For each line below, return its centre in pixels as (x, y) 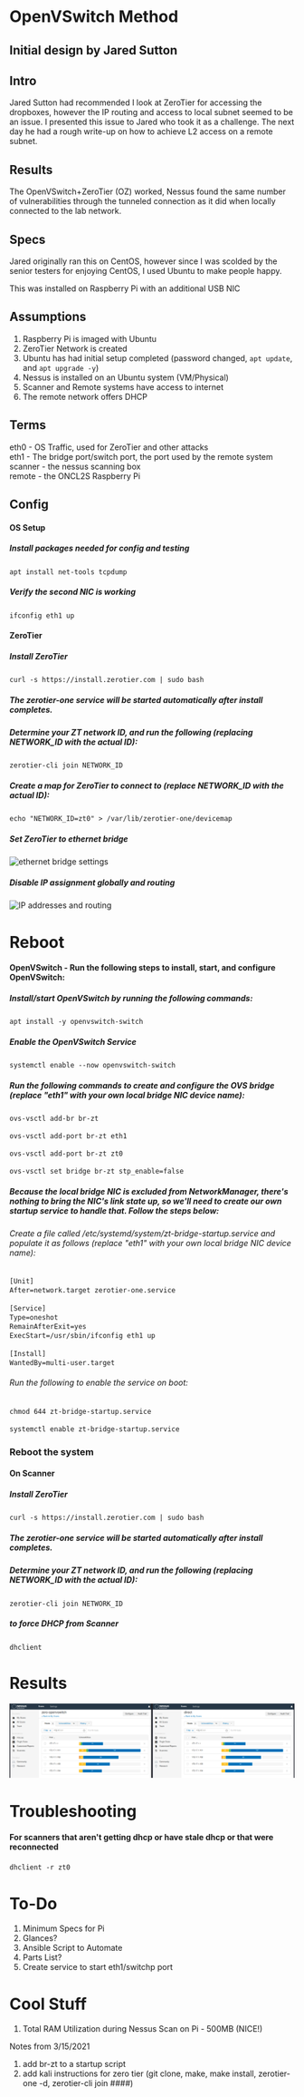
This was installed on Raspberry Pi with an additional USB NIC (125, 288)
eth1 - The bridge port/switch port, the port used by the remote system (141, 456)
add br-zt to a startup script (74, 2064)
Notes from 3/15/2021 (50, 2046)
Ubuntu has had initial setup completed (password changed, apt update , (157, 358)
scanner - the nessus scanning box (75, 466)
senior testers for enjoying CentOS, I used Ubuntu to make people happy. (146, 271)
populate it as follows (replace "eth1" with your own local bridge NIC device (151, 1244)
